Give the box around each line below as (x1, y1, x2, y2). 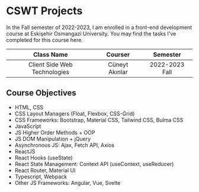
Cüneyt (108, 60, 129, 69)
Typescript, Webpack (14, 173, 67, 180)
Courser (106, 50, 130, 59)
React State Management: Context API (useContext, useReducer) (14, 160, 174, 167)
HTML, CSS (14, 104, 43, 111)
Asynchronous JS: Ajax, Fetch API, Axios (14, 141, 114, 149)
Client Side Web (28, 60, 73, 69)
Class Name (33, 50, 68, 59)
